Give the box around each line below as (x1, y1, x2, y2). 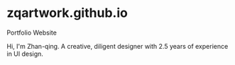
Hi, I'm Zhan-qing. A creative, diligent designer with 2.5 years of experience (6, 42, 229, 50)
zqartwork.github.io (6, 5, 129, 21)
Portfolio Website (6, 28, 58, 37)
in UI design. (6, 49, 44, 58)
